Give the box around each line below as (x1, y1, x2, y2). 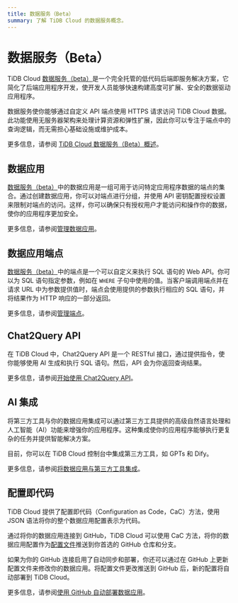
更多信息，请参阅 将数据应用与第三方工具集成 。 (7, 464, 144, 473)
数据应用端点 (7, 247, 64, 259)
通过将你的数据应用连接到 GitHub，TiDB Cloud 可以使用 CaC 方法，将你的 (7, 531, 223, 539)
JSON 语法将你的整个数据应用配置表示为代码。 (7, 516, 144, 524)
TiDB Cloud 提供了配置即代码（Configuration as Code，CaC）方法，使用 (7, 507, 220, 516)
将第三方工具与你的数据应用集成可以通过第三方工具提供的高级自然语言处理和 (7, 416, 231, 425)
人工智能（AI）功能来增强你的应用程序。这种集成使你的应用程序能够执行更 (7, 425, 225, 434)
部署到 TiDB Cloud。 (13, 573, 74, 581)
